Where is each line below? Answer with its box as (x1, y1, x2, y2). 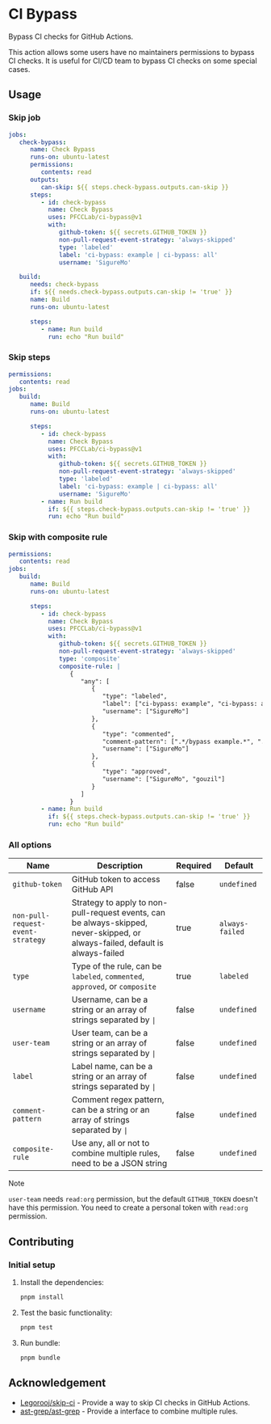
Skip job (8, 112, 41, 124)
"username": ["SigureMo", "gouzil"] (102, 775, 226, 783)
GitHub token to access (71, 874, 161, 885)
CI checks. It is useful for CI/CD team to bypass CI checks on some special (8, 56, 257, 65)
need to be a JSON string (71, 1158, 168, 1169)
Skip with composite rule (8, 531, 108, 543)
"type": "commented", (102, 729, 175, 738)
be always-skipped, (71, 917, 148, 928)
